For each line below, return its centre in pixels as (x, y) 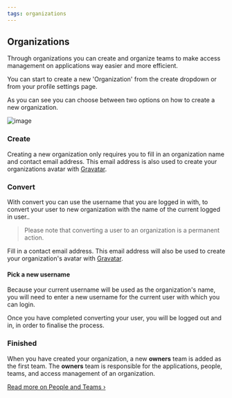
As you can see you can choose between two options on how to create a (111, 100)
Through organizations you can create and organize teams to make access (114, 58)
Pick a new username (39, 274)
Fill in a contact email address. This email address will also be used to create (116, 251)
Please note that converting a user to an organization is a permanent (122, 231)
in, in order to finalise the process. (56, 325)
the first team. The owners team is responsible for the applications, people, (115, 366)
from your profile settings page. (52, 87)
